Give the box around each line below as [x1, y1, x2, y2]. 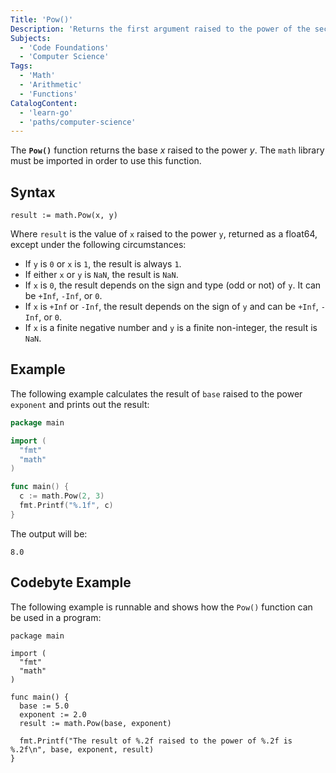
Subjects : [10, 33, 52, 43]
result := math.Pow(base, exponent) [19, 718, 172, 728]
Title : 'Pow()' [10, 14, 74, 25]
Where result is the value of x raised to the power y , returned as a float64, [10, 228, 318, 240]
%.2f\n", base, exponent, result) [10, 744, 155, 755]
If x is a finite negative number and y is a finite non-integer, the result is [24, 322, 318, 334]
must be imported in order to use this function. [10, 155, 202, 167]
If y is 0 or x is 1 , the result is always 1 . [24, 258, 182, 270]
